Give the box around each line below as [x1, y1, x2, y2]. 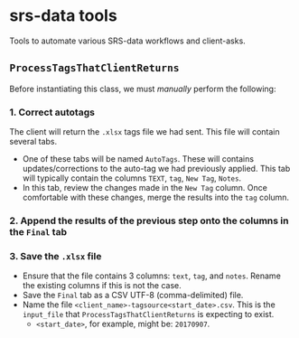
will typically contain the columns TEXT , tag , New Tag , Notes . [22, 173, 242, 183]
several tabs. [9, 136, 57, 147]
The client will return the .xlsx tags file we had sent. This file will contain [9, 127, 280, 137]
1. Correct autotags [9, 106, 95, 118]
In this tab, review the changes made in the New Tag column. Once [22, 183, 268, 193]
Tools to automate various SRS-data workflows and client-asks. [9, 35, 246, 46]
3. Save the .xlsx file [9, 249, 102, 262]
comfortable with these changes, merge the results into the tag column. [22, 192, 290, 203]
